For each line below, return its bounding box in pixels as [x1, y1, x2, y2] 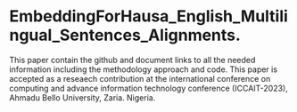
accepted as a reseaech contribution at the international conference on [9, 73, 271, 84]
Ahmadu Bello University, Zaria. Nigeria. [9, 92, 156, 103]
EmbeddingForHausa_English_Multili [9, 6, 288, 27]
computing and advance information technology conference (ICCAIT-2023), [9, 83, 288, 93]
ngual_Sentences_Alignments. [9, 25, 241, 45]
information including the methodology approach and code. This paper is [9, 64, 278, 75]
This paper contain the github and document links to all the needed [9, 54, 256, 65]
